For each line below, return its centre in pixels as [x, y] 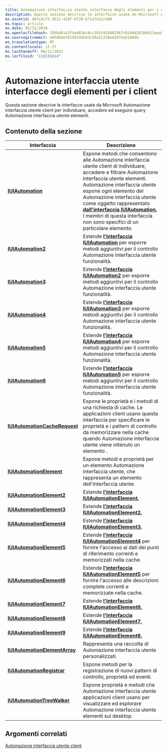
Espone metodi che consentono [120, 154]
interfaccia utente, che [109, 472]
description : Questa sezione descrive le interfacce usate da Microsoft [82, 14]
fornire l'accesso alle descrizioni [121, 580]
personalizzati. [100, 656]
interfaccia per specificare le [116, 420]
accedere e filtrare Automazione [120, 172]
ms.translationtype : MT [30, 42]
